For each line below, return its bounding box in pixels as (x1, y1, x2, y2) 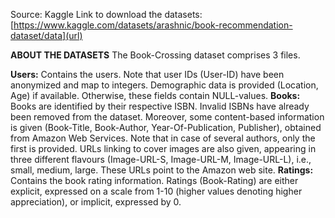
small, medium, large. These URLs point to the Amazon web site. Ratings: (10, 164, 314, 176)
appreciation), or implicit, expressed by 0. (10, 196, 182, 208)
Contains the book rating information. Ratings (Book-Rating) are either (10, 175, 299, 186)
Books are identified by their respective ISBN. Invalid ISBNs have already (10, 100, 310, 112)
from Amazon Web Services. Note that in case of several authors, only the (10, 132, 316, 144)
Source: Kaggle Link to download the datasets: (10, 9, 203, 20)
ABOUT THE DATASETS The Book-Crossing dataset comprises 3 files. (10, 49, 301, 61)
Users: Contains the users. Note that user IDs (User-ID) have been (10, 69, 285, 80)
